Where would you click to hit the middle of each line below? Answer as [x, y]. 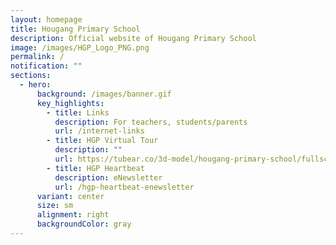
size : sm [55, 206]
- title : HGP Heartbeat [95, 168]
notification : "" [46, 66]
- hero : [35, 85]
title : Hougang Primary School [75, 29]
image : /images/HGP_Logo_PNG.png [80, 47]
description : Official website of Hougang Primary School [133, 38]
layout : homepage [46, 19]
